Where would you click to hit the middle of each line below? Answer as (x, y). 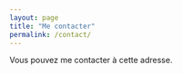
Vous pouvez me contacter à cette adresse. (91, 60)
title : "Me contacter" (52, 26)
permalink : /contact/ (51, 34)
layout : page (34, 18)
